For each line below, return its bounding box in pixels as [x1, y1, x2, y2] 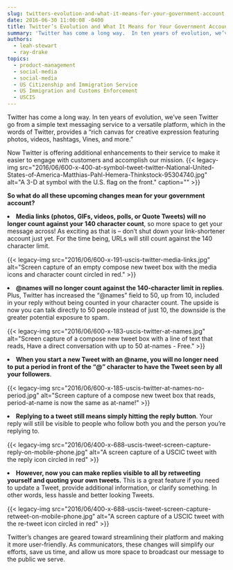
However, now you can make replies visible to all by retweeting [16, 469, 201, 477]
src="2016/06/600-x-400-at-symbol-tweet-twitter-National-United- [19, 164, 215, 171]
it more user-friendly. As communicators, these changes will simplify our [7, 540, 215, 549]
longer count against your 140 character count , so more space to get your [7, 220, 223, 227]
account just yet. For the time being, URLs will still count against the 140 [7, 234, 213, 243]
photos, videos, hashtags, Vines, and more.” [7, 135, 134, 143]
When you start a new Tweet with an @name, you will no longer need [16, 355, 219, 363]
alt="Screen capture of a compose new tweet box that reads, [40, 391, 216, 399]
